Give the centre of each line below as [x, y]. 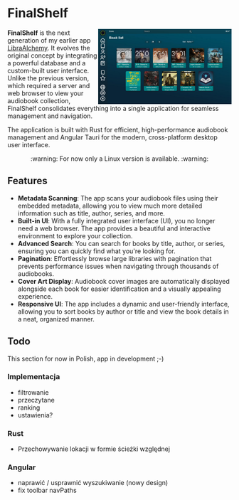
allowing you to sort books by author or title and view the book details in [123, 312]
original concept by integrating [52, 55]
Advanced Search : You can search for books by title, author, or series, [121, 243]
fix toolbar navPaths [47, 490]
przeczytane [36, 400]
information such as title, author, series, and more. [91, 213]
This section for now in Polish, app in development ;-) [86, 358]
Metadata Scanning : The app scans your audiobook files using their [118, 198]
